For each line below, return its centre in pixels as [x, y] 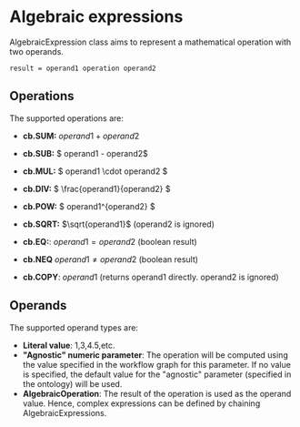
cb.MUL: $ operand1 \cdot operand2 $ [95, 171]
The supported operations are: [67, 118]
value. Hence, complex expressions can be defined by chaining [141, 403]
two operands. [36, 51]
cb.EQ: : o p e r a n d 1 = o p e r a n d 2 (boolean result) [110, 241]
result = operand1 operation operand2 [83, 68]
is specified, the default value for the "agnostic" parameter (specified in [157, 374]
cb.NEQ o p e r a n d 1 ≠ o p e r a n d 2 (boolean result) [110, 259]
